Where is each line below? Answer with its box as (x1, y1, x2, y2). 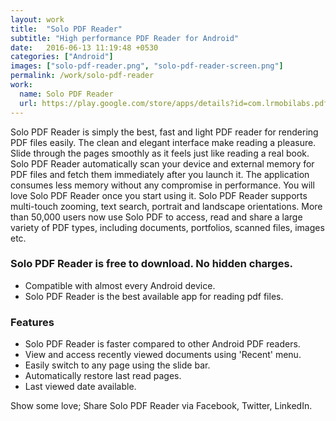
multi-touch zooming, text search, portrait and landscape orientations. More (10, 200, 323, 212)
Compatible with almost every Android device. (24, 279, 216, 291)
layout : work (10, 14, 65, 25)
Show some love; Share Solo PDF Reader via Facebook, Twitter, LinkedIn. (10, 400, 313, 412)
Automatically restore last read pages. (24, 370, 182, 382)
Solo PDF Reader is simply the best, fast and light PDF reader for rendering (10, 126, 319, 138)
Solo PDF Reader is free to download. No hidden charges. (10, 257, 294, 271)
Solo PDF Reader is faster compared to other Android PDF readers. (24, 338, 301, 350)
